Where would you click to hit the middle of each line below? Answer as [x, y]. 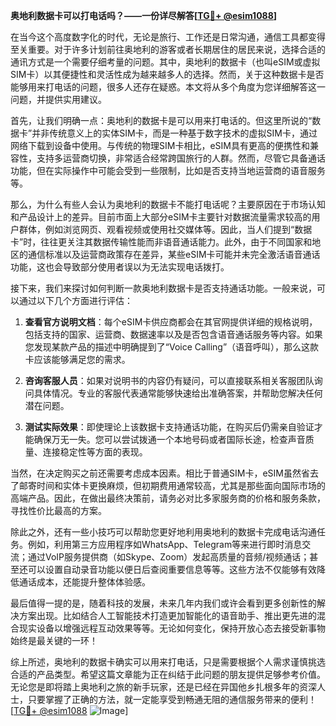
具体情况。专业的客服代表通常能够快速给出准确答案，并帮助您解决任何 [178, 393]
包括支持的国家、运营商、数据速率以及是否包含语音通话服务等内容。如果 [173, 334]
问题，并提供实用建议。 [58, 99]
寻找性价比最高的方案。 [58, 510]
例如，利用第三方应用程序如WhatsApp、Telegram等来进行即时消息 [165, 544]
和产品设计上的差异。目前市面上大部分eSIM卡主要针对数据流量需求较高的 [161, 217]
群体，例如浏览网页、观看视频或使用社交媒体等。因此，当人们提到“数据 [165, 229]
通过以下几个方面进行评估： [75, 300]
